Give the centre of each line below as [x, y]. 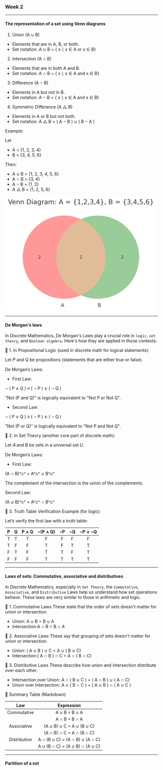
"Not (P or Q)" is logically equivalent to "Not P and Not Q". [63, 426]
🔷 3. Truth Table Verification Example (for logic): [53, 511]
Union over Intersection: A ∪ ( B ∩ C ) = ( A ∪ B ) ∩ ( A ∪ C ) [72, 685]
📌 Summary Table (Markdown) [36, 694]
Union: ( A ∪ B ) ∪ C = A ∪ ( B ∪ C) [47, 651]
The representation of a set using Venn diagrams [55, 23]
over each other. [21, 671]
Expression [69, 705]
